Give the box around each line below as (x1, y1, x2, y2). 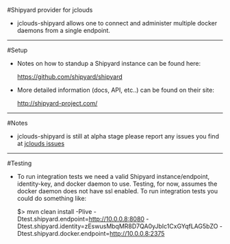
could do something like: (16, 195, 87, 202)
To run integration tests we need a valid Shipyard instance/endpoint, (16, 173, 210, 180)
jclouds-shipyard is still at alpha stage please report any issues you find (16, 132, 219, 140)
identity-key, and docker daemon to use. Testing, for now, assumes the (16, 180, 218, 188)
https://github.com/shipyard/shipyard (16, 73, 123, 81)
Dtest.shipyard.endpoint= (16, 215, 89, 223)
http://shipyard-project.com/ (16, 99, 98, 107)
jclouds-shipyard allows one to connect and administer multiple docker (16, 19, 218, 27)
